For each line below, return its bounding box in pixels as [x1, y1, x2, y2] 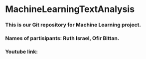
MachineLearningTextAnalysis [5, 3, 135, 15]
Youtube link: [5, 48, 38, 55]
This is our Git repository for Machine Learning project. [5, 21, 141, 28]
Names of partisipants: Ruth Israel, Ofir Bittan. [5, 35, 120, 42]
